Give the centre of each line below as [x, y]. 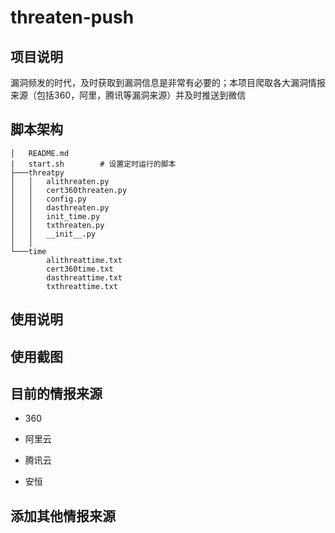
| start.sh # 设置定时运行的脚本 [93, 164]
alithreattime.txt [84, 260]
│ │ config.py [48, 199]
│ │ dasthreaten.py [60, 207]
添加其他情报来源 [63, 516]
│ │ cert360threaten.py [69, 190]
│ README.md [40, 153]
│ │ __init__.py [53, 234]
